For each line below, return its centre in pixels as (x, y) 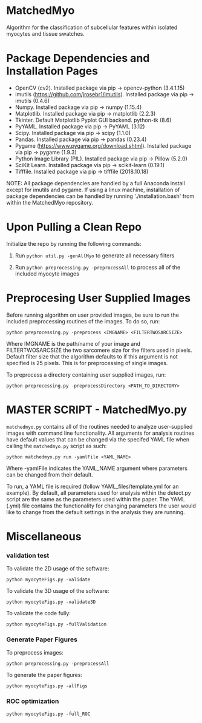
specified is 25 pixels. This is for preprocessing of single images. (87, 363)
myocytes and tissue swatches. (45, 33)
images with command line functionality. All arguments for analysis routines (100, 433)
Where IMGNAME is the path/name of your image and (73, 343)
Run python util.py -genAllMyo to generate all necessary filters (95, 256)
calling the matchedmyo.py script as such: (57, 446)
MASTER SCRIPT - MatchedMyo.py (97, 410)
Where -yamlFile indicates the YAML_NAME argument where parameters (97, 468)
